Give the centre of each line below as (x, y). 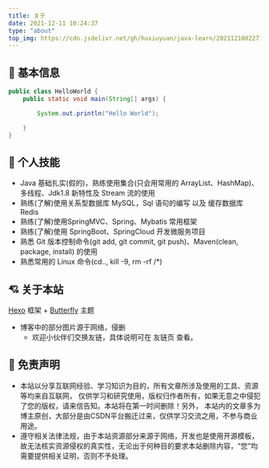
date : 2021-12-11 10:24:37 (53, 23)
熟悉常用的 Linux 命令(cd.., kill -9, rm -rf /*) (91, 262)
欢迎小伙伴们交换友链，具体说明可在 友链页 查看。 (114, 337)
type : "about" (32, 30)
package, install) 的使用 (59, 252)
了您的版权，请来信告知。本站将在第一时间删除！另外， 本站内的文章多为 (140, 405)
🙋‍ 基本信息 (34, 73)
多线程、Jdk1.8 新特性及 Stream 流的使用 (87, 193)
